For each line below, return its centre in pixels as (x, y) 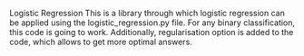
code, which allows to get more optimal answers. (101, 42)
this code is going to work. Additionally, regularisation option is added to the (152, 32)
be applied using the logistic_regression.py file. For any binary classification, (152, 23)
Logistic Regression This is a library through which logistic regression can (147, 13)
